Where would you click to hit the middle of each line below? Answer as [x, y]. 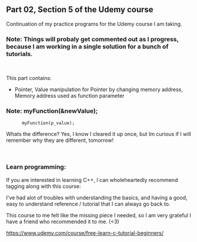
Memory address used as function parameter [69, 96]
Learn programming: [36, 167]
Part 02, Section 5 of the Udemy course [80, 10]
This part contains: [29, 78]
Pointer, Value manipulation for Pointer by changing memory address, [99, 89]
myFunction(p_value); [48, 123]
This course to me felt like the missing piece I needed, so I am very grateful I [98, 215]
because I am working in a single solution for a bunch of [87, 47]
